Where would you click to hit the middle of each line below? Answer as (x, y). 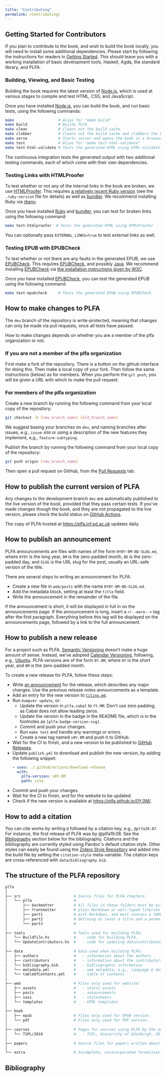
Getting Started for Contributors (56, 34)
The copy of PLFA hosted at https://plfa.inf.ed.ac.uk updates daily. (72, 524)
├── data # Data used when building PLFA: (74, 951)
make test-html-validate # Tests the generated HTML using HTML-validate (83, 147)
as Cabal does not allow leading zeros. (59, 711)
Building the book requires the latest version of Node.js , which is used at (79, 91)
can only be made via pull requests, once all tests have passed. (70, 326)
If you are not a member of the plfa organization (63, 353)
